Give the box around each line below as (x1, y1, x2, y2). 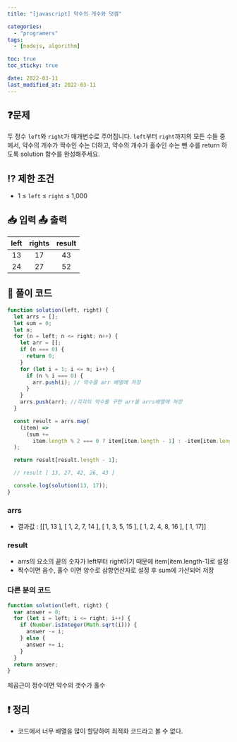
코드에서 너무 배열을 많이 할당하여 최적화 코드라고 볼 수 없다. (17, 727, 183, 736)
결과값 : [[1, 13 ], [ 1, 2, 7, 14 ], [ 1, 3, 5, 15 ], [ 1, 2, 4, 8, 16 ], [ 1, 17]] (17, 523, 207, 531)
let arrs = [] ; (13, 313, 59, 320)
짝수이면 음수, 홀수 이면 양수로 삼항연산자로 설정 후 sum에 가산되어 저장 (17, 566, 214, 575)
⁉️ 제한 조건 (7, 172, 55, 184)
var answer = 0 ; (13, 608, 61, 616)
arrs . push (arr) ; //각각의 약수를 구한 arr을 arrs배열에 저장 (20, 399, 183, 406)
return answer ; (13, 661, 59, 668)
